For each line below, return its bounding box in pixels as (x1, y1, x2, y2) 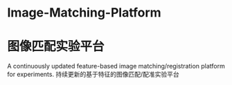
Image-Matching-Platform (7, 5, 161, 21)
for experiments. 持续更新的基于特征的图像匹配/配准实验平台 (7, 70, 179, 79)
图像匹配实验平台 (7, 39, 105, 55)
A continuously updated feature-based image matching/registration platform (7, 62, 225, 70)
